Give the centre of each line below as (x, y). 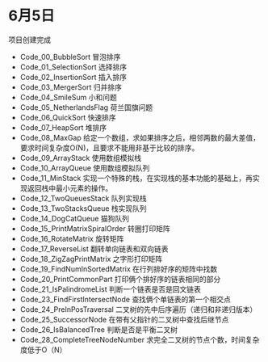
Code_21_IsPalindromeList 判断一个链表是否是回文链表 (111, 289)
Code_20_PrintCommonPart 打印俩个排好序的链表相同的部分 (120, 279)
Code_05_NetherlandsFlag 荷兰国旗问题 (86, 107)
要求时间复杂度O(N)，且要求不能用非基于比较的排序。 (109, 147)
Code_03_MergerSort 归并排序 (71, 87)
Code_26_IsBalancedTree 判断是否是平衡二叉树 (98, 329)
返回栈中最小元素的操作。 (70, 188)
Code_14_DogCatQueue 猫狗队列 (74, 218)
